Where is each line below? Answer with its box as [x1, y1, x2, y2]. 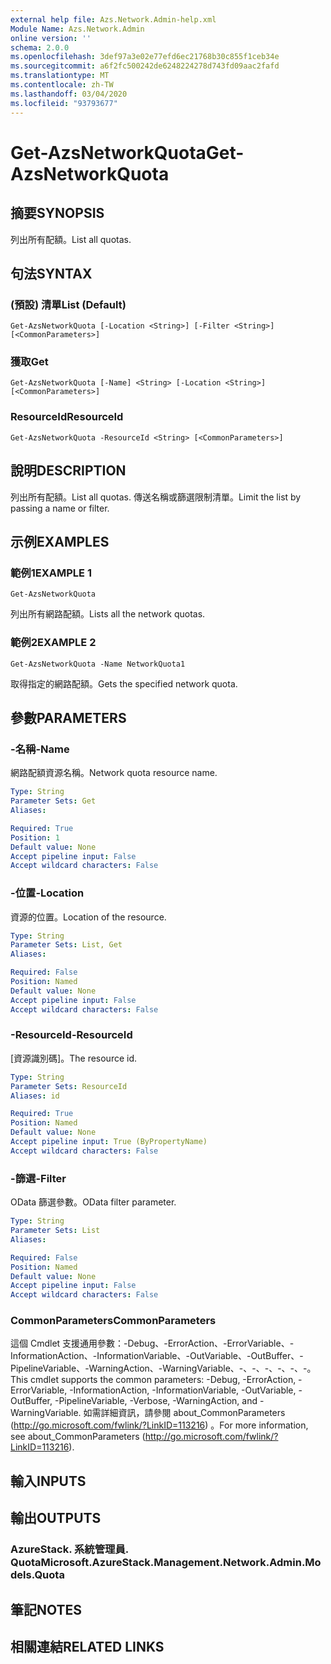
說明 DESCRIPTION [10, 462, 127, 480]
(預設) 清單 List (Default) [10, 297, 127, 311]
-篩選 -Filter [10, 1171, 67, 1185]
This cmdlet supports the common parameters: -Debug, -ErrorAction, [10, 1374, 297, 1386]
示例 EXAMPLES [10, 533, 110, 550]
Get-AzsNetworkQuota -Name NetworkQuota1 [10, 659, 186, 669]
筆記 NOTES [10, 1601, 83, 1618]
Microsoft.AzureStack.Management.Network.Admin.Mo [40, 1556, 322, 1570]
